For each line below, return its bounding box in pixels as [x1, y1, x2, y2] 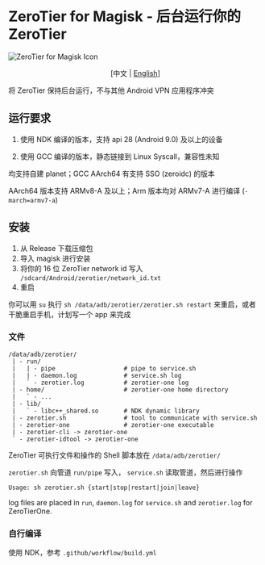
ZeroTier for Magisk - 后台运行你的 [8, 7, 242, 26]
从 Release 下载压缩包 [19, 243, 93, 253]
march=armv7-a [8, 196, 56, 204]
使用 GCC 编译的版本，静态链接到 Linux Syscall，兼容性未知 [19, 151, 220, 161]
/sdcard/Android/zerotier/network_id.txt [19, 274, 161, 282]
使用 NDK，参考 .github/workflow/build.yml [8, 548, 157, 558]
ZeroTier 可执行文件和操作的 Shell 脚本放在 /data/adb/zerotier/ [8, 450, 222, 460]
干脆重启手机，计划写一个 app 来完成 [8, 309, 131, 319]
